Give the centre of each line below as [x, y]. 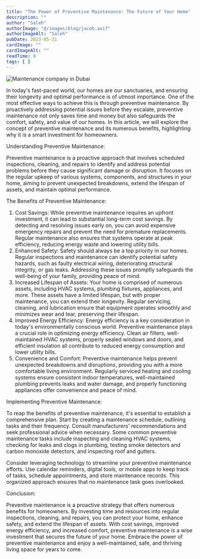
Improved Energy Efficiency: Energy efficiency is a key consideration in [102, 320]
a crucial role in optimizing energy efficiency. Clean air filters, [90, 333]
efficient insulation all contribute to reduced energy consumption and [100, 345]
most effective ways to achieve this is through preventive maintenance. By [98, 103]
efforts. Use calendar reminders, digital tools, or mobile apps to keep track [98, 469]
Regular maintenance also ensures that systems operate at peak [94, 238]
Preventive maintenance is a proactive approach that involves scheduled [96, 157]
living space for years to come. [44, 549]
